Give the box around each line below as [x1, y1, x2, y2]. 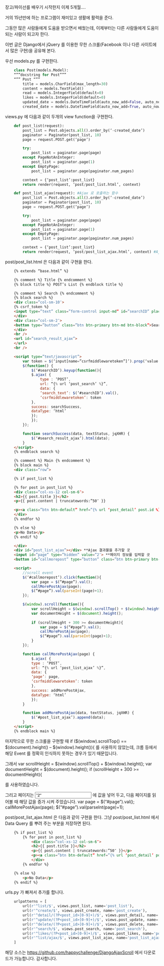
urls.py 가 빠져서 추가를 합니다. [5, 889, 64, 895]
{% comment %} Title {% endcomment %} [14, 277, 93, 282]
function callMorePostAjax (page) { [22, 651, 95, 656]
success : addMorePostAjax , [31, 688, 86, 693]
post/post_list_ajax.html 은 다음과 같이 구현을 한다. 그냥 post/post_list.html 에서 [5, 814, 160, 820]
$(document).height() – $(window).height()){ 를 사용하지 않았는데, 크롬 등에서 [5, 744, 157, 750]
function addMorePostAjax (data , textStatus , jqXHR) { [22, 711, 134, 716]
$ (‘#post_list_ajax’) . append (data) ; [31, 715, 106, 720]
